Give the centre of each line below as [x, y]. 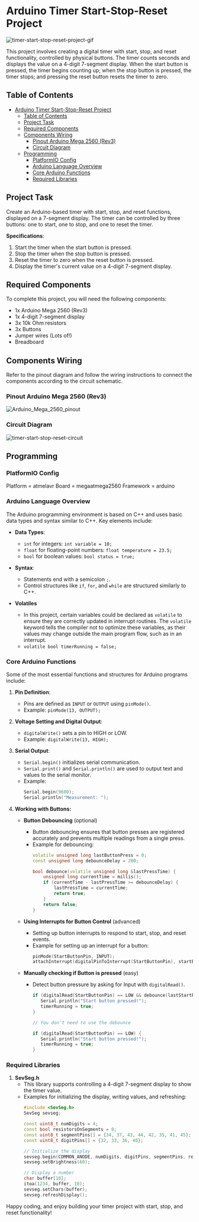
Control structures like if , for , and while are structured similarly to [105, 586]
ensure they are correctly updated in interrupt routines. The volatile [107, 621]
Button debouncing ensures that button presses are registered [108, 831]
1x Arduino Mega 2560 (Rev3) [51, 311]
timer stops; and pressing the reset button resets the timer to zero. [87, 76]
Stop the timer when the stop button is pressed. [73, 254]
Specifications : [25, 236]
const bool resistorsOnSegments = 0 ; [70, 1130]
